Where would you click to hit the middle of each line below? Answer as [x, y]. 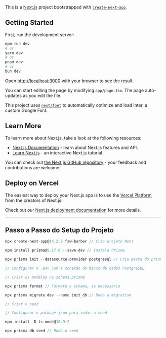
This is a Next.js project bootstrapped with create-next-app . [66, 7]
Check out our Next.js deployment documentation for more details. [73, 210]
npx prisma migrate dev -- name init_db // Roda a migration [68, 295]
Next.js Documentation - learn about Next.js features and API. [75, 147]
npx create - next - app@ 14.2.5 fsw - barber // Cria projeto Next [69, 241]
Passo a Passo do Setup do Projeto [60, 230]
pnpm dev [14, 62]
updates [14, 96]
